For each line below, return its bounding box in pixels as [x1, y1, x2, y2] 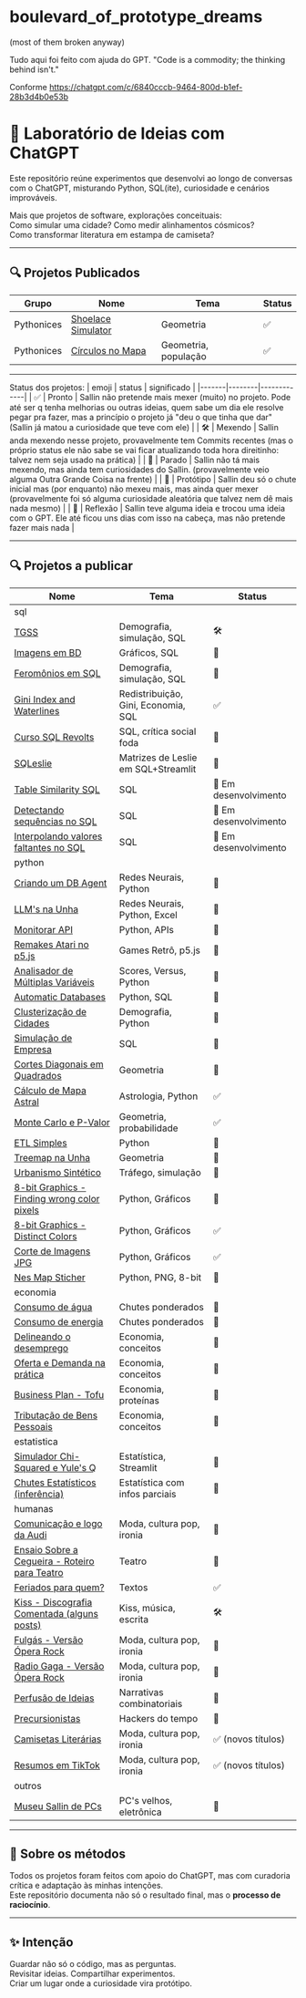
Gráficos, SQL [118, 646, 179, 658]
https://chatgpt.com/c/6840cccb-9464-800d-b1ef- [48, 81, 243, 92]
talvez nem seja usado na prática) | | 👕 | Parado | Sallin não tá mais [9, 454, 260, 465]
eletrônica [118, 1806, 162, 1818]
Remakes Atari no [14, 937, 89, 950]
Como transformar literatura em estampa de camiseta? [9, 229, 215, 240]
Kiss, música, [118, 1601, 176, 1614]
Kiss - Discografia [14, 1596, 93, 1609]
